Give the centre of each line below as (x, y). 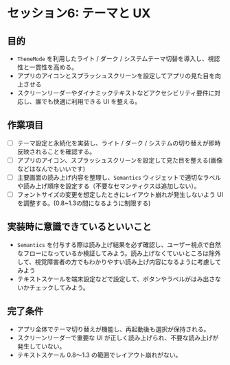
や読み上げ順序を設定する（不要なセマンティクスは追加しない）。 (108, 186)
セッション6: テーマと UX (79, 13)
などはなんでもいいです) (51, 169)
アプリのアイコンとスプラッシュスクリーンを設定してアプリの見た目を (116, 76)
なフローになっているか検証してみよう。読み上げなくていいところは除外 (119, 253)
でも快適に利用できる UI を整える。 (91, 102)
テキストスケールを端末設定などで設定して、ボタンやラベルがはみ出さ (116, 279)
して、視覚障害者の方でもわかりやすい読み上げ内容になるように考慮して (119, 261)
